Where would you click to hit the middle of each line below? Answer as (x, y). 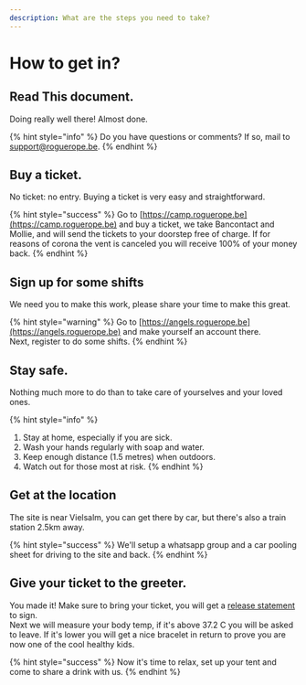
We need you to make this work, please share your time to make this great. (150, 305)
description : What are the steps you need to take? (110, 18)
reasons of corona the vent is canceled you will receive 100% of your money (153, 244)
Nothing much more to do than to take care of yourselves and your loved (146, 392)
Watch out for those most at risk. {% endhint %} (113, 466)
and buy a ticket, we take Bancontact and (196, 224)
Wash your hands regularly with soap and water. (114, 447)
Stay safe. (39, 370)
